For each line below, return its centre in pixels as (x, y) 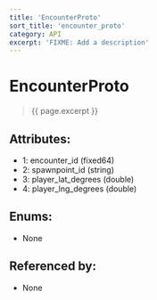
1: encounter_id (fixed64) (68, 160)
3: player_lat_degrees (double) (78, 179)
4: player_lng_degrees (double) (79, 189)
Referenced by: (53, 267)
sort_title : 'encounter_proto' (67, 26)
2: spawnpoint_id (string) (68, 170)
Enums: (31, 217)
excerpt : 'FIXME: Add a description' (79, 42)
